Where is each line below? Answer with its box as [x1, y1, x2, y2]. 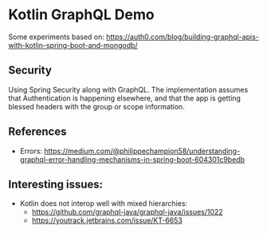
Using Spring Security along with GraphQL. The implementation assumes [8, 85, 249, 94]
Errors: [19, 146, 42, 156]
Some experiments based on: [8, 32, 105, 41]
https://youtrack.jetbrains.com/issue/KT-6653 [31, 215, 183, 225]
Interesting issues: [8, 177, 104, 191]
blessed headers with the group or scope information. [8, 101, 185, 111]
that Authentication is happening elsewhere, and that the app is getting [8, 93, 241, 103]
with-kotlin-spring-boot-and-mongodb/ [8, 40, 138, 49]
